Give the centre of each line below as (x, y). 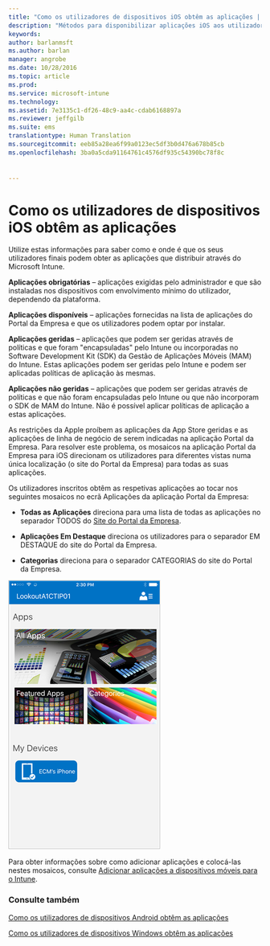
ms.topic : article (39, 76)
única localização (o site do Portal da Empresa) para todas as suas (119, 464)
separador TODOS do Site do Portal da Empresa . (100, 521)
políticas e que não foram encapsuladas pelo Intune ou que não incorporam (134, 397)
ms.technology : (34, 102)
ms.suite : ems (32, 127)
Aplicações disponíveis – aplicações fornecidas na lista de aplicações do (131, 315)
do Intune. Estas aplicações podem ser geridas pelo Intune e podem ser (127, 365)
